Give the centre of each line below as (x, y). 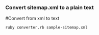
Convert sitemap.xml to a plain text (50, 7)
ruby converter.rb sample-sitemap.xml (46, 27)
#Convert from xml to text (32, 18)
